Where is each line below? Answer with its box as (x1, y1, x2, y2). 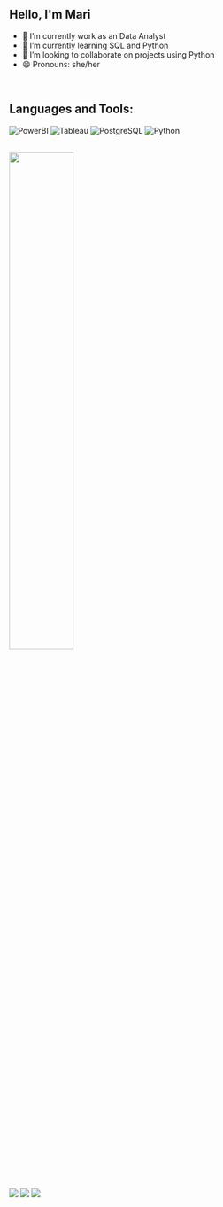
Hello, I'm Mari (9, 7, 91, 22)
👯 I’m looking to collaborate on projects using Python (21, 49, 215, 60)
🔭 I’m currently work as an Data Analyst (21, 30, 166, 41)
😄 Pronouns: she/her (21, 58, 100, 69)
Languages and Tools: (9, 102, 135, 117)
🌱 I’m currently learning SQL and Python (21, 40, 169, 50)
